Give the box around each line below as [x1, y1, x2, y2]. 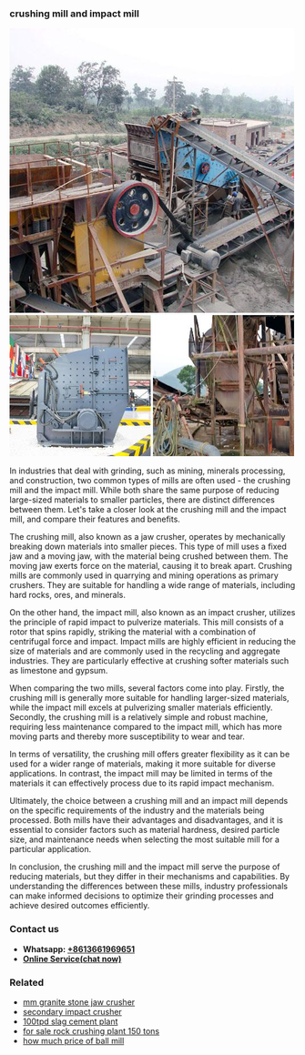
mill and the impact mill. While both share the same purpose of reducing [9, 485, 280, 496]
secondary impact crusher [22, 1006, 123, 1017]
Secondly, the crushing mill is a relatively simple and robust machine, [9, 712, 269, 723]
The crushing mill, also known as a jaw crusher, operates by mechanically [9, 532, 286, 543]
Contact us [9, 923, 59, 936]
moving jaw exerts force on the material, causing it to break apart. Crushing [9, 561, 293, 572]
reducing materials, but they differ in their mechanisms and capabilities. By [9, 871, 290, 882]
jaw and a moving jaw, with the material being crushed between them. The [9, 551, 289, 562]
